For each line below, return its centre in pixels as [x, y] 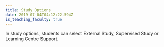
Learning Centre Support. [32, 39]
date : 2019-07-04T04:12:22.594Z [39, 15]
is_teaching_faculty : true [34, 19]
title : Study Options [28, 10]
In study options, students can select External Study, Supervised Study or [82, 34]
